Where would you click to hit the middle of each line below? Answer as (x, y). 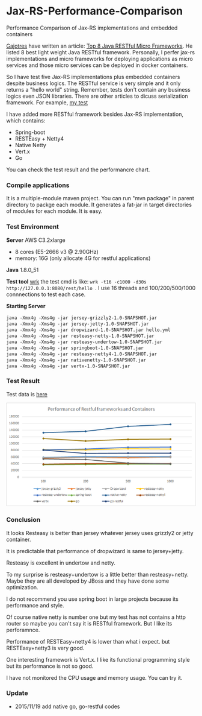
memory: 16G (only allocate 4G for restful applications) (83, 258)
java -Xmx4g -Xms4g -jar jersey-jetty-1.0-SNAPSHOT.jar (78, 324)
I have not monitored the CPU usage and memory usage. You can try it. (94, 677)
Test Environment (32, 227)
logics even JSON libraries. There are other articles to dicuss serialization (97, 96)
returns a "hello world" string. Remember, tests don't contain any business (98, 89)
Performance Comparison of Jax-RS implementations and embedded (92, 28)
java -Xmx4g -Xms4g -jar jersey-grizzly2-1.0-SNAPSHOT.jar (82, 318)
